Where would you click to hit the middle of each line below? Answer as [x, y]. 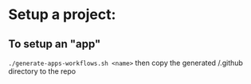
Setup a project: [62, 15]
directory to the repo [42, 71]
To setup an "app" [55, 44]
